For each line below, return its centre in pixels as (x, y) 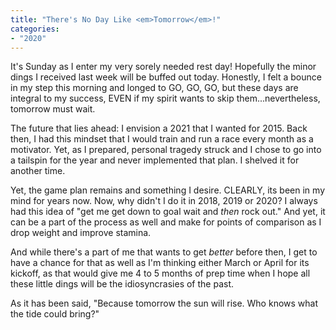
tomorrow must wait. (53, 109)
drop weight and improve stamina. (81, 233)
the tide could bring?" (55, 314)
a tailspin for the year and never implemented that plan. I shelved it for (155, 160)
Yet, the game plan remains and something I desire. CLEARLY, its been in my (168, 190)
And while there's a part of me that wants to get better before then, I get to (164, 252)
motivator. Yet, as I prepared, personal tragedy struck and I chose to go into (166, 150)
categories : (35, 29)
